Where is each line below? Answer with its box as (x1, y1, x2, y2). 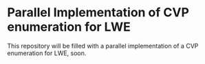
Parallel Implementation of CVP (7, 5, 189, 20)
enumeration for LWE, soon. (7, 49, 87, 57)
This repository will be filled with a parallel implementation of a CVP (7, 42, 199, 50)
